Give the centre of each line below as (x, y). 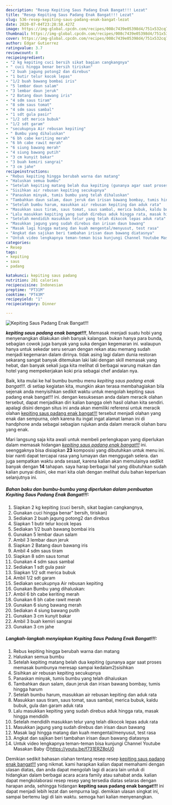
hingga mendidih (31, 716)
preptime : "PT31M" (25, 290)
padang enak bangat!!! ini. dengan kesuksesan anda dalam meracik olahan (84, 397)
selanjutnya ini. (22, 477)
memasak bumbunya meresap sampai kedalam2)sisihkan (73, 667)
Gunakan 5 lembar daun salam (45, 534)
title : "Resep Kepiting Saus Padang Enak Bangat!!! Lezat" (70, 15)
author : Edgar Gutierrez (32, 43)
